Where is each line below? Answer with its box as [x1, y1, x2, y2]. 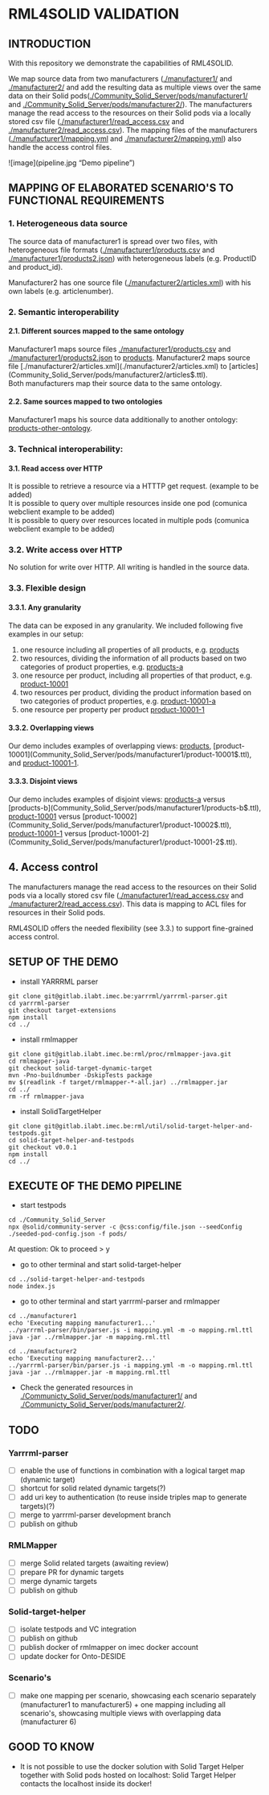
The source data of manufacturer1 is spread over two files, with [8, 236, 218, 246]
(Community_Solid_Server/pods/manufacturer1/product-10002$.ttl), [8, 819, 232, 830]
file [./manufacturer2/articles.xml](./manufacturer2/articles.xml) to [8, 361, 227, 371]
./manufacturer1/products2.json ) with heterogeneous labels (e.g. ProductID [8, 253, 257, 263]
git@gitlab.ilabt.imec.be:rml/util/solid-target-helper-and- [43, 1121, 253, 1130]
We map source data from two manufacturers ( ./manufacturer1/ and [8, 74, 233, 83]
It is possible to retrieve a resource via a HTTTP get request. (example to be [8, 481, 259, 491]
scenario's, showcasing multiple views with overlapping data [19, 1708, 222, 1718]
